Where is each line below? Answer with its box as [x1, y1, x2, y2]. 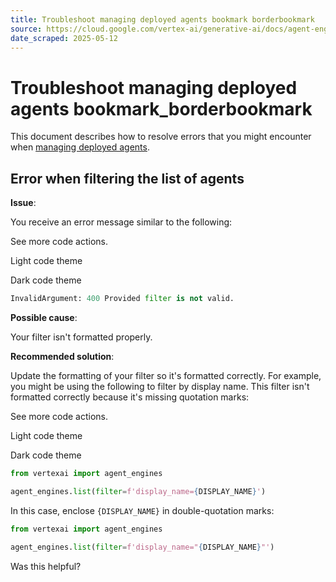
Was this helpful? [10, 560, 82, 572]
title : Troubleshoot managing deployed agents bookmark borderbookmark [10, 14, 315, 25]
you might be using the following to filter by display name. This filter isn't [10, 381, 310, 392]
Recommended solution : [10, 351, 115, 362]
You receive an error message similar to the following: [10, 216, 233, 228]
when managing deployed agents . [10, 141, 150, 153]
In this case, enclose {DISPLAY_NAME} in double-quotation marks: [10, 504, 275, 516]
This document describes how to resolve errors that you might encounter [10, 131, 312, 143]
